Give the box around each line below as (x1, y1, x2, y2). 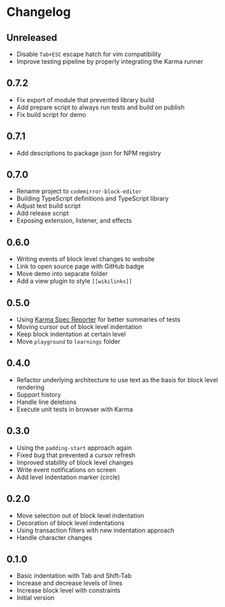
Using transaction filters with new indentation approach (16, 526, 175, 534)
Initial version (16, 594, 55, 602)
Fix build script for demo (16, 110, 87, 118)
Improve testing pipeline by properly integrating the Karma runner (16, 57, 204, 66)
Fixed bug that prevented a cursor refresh (16, 451, 136, 459)
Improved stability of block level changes (16, 458, 134, 467)
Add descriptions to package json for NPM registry (16, 149, 162, 157)
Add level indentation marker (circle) (16, 473, 120, 481)
